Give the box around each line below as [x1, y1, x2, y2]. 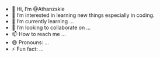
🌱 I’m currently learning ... [11, 18, 74, 24]
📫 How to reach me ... [11, 31, 66, 37]
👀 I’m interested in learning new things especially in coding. [11, 12, 155, 19]
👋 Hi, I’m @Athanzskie [11, 6, 65, 12]
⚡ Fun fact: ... [11, 45, 44, 52]
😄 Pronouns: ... [11, 39, 50, 46]
